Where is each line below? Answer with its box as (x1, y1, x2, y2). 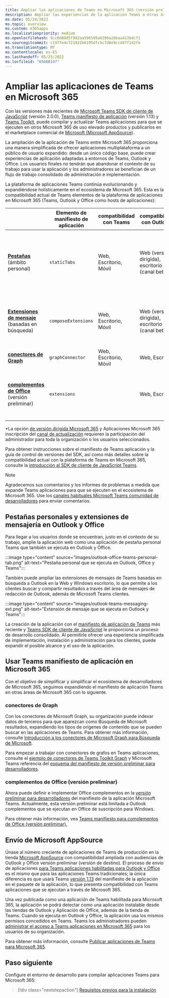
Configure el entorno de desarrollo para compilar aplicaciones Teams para (5, 972, 159, 978)
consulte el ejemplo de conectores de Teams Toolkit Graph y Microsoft (5, 755, 152, 761)
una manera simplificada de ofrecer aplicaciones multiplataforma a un (5, 145, 150, 151)
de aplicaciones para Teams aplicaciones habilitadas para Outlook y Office (5, 865, 160, 871)
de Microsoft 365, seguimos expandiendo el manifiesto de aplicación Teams (5, 684, 163, 690)
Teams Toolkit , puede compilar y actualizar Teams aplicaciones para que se (5, 119, 162, 125)
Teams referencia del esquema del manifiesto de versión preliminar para (5, 760, 155, 767)
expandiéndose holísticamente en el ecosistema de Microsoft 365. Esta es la (5, 187, 164, 193)
